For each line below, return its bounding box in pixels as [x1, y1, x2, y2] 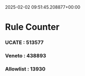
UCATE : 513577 [5, 39, 44, 46]
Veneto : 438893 [5, 52, 46, 59]
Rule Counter [5, 22, 60, 33]
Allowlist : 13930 [5, 65, 45, 72]
